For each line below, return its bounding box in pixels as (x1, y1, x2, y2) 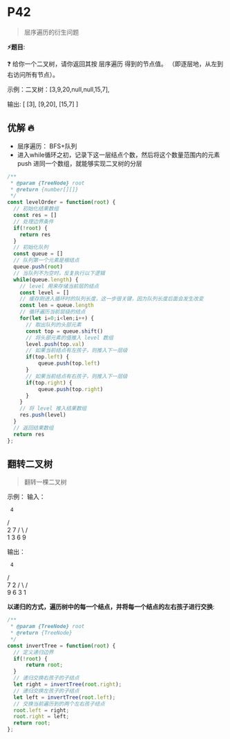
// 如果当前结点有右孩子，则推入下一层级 (25, 372, 128, 380)
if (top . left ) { (25, 354, 70, 360)
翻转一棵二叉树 (23, 478, 67, 486)
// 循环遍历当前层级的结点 (19, 308, 86, 315)
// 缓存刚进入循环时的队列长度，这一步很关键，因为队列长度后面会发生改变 (19, 295, 204, 302)
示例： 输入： (7, 493, 46, 501)
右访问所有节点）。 (7, 70, 59, 78)
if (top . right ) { (25, 379, 73, 386)
